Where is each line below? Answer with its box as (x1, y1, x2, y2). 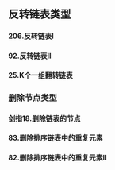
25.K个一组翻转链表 (8, 71, 73, 80)
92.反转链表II (8, 51, 52, 60)
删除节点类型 (8, 92, 58, 103)
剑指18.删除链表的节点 (8, 114, 81, 123)
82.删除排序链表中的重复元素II (8, 153, 107, 162)
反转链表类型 (8, 7, 71, 21)
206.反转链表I (8, 31, 54, 41)
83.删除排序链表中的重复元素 (8, 133, 103, 143)
